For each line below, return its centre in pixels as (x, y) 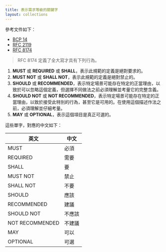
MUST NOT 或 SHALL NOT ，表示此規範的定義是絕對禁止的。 (75, 77)
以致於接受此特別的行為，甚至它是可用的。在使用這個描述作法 (93, 102)
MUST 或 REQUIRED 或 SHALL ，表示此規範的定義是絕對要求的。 (79, 71)
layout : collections (27, 14)
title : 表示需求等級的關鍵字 (32, 10)
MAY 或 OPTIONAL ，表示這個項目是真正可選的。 (63, 114)
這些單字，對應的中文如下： (34, 125)
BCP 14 (20, 39)
